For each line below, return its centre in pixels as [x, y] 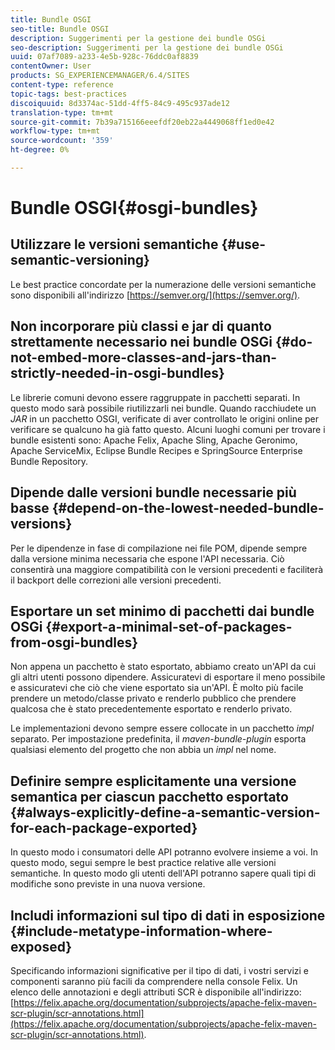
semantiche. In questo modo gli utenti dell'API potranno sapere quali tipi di [163, 873]
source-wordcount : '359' [62, 141]
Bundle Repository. [49, 461]
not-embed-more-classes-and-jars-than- [144, 357]
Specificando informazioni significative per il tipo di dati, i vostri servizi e [160, 970]
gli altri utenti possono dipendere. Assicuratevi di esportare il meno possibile [168, 677]
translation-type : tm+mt [62, 112]
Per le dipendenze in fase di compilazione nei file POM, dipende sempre [159, 548]
